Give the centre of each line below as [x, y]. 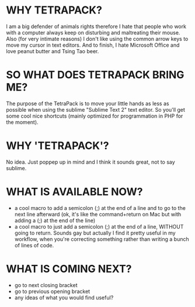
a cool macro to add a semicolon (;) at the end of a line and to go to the [100, 208]
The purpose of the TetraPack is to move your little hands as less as [88, 104]
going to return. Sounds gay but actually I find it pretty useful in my [95, 233]
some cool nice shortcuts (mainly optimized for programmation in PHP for [95, 116]
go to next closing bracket [46, 285]
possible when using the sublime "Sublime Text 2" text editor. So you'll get [96, 109]
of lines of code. [34, 245]
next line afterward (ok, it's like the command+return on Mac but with [98, 214]
